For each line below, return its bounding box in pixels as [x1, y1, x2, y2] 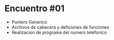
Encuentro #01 [4, 3, 65, 14]
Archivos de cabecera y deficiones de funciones [11, 24, 109, 30]
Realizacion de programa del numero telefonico [11, 29, 107, 35]
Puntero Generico [11, 19, 47, 25]
